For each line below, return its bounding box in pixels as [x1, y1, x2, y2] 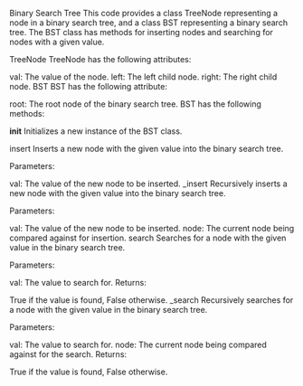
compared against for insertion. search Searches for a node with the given [9, 232, 287, 243]
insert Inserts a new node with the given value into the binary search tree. [9, 144, 284, 154]
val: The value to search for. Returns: [9, 278, 147, 287]
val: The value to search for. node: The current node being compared [9, 339, 267, 350]
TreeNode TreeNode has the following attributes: [9, 54, 192, 64]
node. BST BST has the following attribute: [9, 81, 167, 91]
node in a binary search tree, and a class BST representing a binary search [9, 17, 288, 28]
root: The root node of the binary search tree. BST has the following [9, 99, 262, 109]
